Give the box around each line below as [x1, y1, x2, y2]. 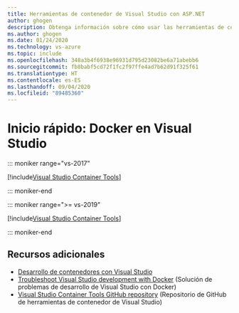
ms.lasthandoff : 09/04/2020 [7, 83, 91, 90]
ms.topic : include [7, 51, 62, 58]
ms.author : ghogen [7, 30, 62, 38]
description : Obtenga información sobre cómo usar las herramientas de [7, 23, 224, 31]
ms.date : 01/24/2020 [7, 37, 69, 44]
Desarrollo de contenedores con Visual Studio [17, 267, 153, 276]
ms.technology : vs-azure [7, 43, 81, 51]
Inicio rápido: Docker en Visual [7, 120, 192, 137]
